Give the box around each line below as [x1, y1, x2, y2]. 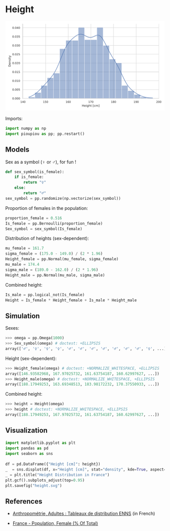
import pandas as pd [5, 445, 49, 451]
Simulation [5, 311, 40, 320]
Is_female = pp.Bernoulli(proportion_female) [5, 221, 103, 226]
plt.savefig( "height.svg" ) [5, 483, 62, 488]
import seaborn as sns [5, 451, 53, 456]
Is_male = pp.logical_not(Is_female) [5, 292, 85, 297]
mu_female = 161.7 [5, 246, 44, 251]
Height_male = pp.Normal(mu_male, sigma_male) [5, 272, 105, 277]
